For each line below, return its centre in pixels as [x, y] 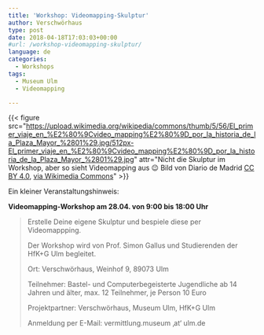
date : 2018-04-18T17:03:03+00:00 [63, 37]
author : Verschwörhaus [45, 23]
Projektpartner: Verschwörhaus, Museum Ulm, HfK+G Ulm [121, 308]
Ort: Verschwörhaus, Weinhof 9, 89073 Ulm [98, 269]
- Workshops [35, 67]
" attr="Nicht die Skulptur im [180, 160]
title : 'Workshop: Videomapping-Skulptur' [79, 15]
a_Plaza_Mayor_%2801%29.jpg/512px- [71, 143]
